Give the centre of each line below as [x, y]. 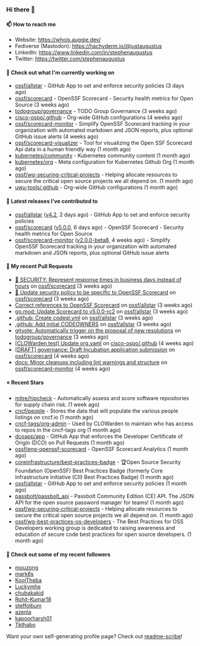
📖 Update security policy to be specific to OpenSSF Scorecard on [95, 292]
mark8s [24, 574]
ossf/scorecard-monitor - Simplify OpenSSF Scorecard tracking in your [102, 124]
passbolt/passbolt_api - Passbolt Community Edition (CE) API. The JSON [104, 496]
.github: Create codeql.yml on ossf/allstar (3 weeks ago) [84, 318]
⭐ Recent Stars [25, 383]
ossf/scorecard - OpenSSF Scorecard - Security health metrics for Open [104, 99]
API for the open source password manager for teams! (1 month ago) [99, 502]
